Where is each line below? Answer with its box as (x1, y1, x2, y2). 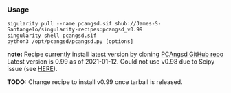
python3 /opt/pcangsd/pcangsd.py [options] (7, 38, 134, 45)
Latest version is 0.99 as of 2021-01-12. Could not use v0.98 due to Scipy (7, 57, 215, 66)
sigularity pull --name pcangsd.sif (7, 21, 112, 27)
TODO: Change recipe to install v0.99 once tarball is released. (7, 78, 184, 86)
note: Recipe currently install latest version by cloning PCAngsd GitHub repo (7, 50, 224, 59)
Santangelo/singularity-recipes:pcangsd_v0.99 (7, 26, 143, 34)
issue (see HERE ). (7, 65, 58, 73)
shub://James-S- (114, 21, 162, 27)
